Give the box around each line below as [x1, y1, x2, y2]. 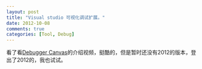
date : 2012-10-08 [6, 20, 50, 26]
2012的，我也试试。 [16, 56, 67, 64]
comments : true [6, 25, 45, 32]
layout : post [6, 8, 39, 15]
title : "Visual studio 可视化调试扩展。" [6, 15, 105, 21]
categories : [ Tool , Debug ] [6, 31, 75, 38]
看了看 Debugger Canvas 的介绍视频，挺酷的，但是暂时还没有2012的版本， [6, 49, 191, 56]
